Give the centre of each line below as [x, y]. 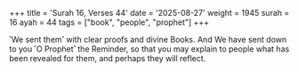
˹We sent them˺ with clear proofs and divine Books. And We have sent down [148, 40]
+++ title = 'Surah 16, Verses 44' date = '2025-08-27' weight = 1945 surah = [149, 13]
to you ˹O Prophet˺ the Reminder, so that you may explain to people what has [149, 49]
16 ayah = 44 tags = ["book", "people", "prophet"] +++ [109, 22]
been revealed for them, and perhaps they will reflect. [108, 58]
